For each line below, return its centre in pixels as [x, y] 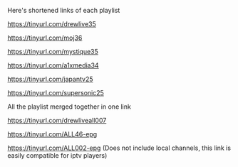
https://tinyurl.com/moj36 [45, 38]
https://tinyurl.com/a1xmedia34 [53, 65]
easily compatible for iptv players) [57, 155]
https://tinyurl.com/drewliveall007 [57, 120]
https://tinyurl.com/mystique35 [53, 52]
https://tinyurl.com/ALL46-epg [52, 134]
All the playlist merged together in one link [69, 107]
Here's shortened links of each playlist [64, 10]
